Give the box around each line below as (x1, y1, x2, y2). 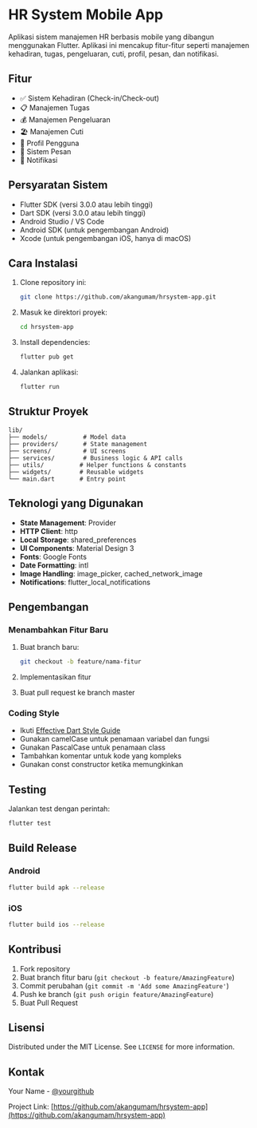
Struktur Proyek (8, 405, 89, 418)
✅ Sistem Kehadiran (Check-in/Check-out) (19, 93, 160, 103)
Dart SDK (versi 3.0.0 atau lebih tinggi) (19, 208, 146, 217)
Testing (8, 782, 47, 796)
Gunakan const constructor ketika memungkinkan (19, 760, 184, 770)
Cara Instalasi (8, 256, 78, 270)
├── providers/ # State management (8, 440, 148, 448)
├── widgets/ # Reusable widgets (8, 468, 145, 476)
